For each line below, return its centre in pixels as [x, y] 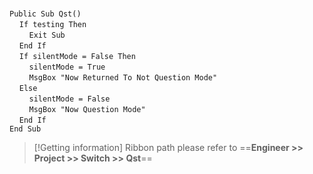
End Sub [25, 129]
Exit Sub [47, 35]
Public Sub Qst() [45, 14]
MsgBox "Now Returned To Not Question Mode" [123, 78]
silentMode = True [67, 67]
